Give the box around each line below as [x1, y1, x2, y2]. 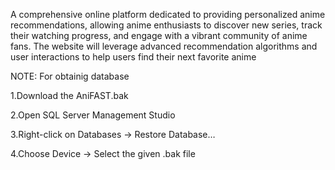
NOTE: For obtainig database [10, 70, 130, 82]
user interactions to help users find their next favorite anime [10, 51, 257, 63]
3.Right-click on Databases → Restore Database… [10, 129, 216, 140]
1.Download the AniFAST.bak [10, 90, 129, 101]
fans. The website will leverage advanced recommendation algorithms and [10, 40, 318, 52]
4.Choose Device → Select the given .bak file [10, 148, 196, 159]
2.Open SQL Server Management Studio [10, 109, 176, 121]
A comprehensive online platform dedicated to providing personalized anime [10, 9, 326, 20]
